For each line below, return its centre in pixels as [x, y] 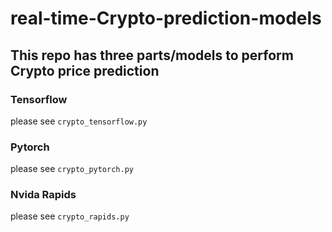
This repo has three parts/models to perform [152, 55]
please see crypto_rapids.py [70, 216]
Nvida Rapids [43, 195]
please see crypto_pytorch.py [72, 169]
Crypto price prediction [85, 70]
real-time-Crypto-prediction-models [166, 18]
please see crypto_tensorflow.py [79, 121]
